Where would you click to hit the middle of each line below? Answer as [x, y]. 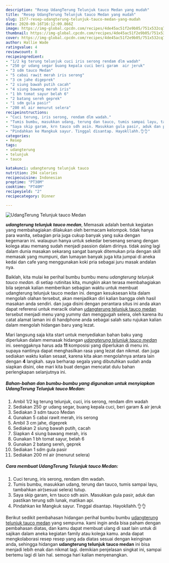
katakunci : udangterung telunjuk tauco [47, 168]
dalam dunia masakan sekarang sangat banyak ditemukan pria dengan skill [83, 251]
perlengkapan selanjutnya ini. [36, 372]
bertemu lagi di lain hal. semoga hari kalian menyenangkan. [67, 554]
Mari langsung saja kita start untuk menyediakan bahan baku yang [74, 335]
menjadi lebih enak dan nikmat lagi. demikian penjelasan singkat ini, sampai [84, 549]
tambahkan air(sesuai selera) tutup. [50, 489]
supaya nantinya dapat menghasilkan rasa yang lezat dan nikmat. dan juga [83, 350]
